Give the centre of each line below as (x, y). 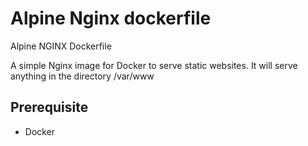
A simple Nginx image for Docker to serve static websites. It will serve (154, 65)
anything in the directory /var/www (82, 76)
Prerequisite (49, 107)
